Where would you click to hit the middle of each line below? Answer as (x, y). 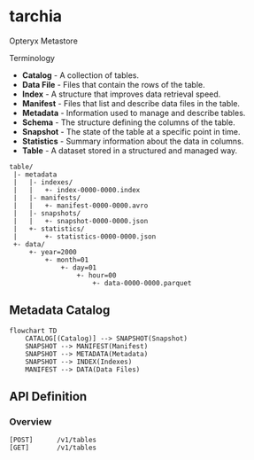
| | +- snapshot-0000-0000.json (81, 221)
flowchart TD (33, 331)
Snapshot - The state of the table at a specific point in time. (131, 131)
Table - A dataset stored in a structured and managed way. (130, 150)
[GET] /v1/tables (53, 448)
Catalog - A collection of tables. (81, 75)
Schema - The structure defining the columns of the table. (129, 122)
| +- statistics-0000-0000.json (85, 237)
